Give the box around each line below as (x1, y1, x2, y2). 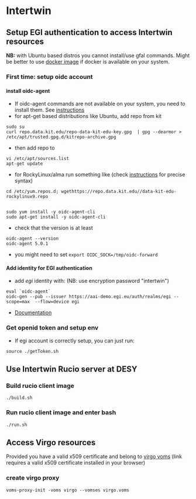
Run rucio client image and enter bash (6, 408, 116, 417)
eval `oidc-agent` (6, 289, 51, 294)
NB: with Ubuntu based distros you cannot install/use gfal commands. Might (6, 52, 190, 59)
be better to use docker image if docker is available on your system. (6, 58, 170, 65)
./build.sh (6, 395, 33, 401)
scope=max (6, 299, 30, 305)
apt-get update (6, 161, 43, 167)
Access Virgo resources (6, 438, 96, 448)
